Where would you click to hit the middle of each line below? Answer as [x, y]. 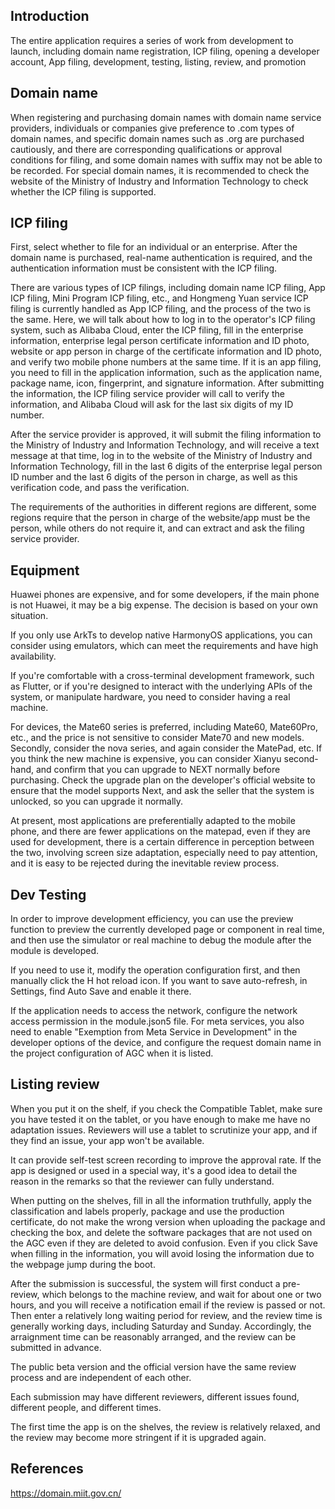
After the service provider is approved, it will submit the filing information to [166, 435]
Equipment [45, 570]
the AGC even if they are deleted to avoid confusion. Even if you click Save [164, 1243]
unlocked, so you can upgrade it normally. [97, 801]
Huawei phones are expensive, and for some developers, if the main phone [165, 595]
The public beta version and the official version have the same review [153, 1366]
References [47, 1469]
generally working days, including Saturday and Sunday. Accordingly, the [161, 1326]
